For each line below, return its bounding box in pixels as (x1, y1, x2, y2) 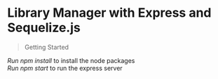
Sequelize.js (7, 20, 81, 36)
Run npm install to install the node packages (7, 56, 135, 64)
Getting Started (24, 43, 69, 51)
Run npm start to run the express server (7, 64, 123, 72)
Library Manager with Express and (7, 5, 212, 21)
